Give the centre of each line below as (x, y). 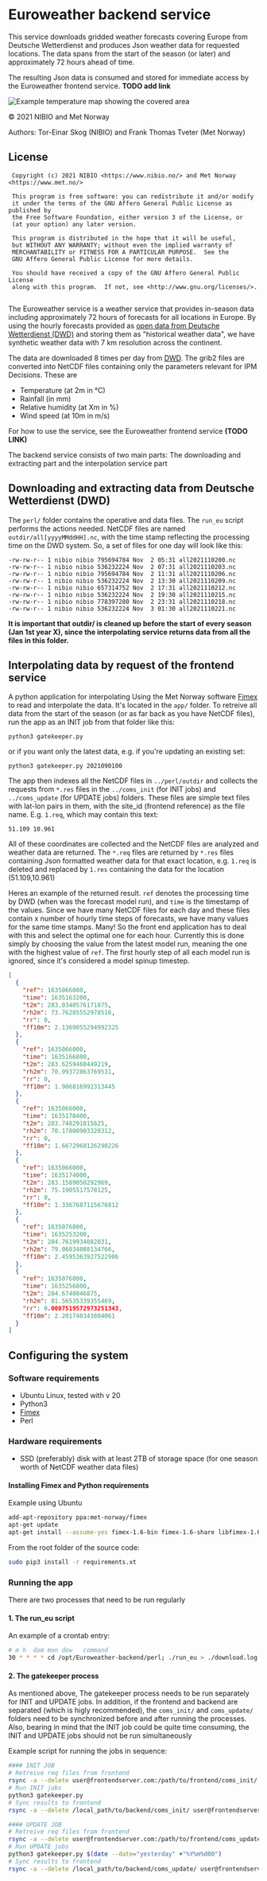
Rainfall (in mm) (45, 399)
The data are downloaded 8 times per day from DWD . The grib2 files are (126, 358)
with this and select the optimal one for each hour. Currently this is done (126, 936)
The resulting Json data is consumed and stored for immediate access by (128, 77)
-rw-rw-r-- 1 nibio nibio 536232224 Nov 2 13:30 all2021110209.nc (122, 581)
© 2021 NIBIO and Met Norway (59, 116)
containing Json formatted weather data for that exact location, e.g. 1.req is (132, 861)
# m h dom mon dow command (58, 1650)
